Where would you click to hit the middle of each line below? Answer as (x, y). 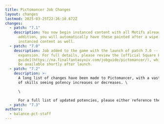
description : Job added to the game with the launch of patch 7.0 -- (86, 50)
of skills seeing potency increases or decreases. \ (73, 82)
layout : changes (21, 14)
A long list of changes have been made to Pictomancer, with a (84, 78)
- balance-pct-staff (30, 114)
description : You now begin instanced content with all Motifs (80, 32)
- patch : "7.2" (25, 69)
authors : (14, 109)
